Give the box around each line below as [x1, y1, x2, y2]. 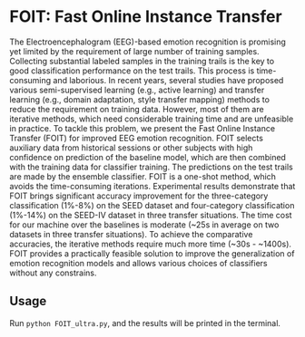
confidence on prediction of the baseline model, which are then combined [9, 151, 286, 162]
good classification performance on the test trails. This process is [9, 65, 255, 76]
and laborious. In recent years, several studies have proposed [53, 74, 284, 85]
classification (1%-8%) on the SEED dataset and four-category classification [9, 199, 295, 210]
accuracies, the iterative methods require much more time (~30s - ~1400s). [9, 238, 292, 249]
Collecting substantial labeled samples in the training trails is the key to [9, 55, 275, 66]
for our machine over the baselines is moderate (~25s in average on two [9, 219, 280, 230]
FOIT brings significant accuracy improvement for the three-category [9, 190, 269, 201]
